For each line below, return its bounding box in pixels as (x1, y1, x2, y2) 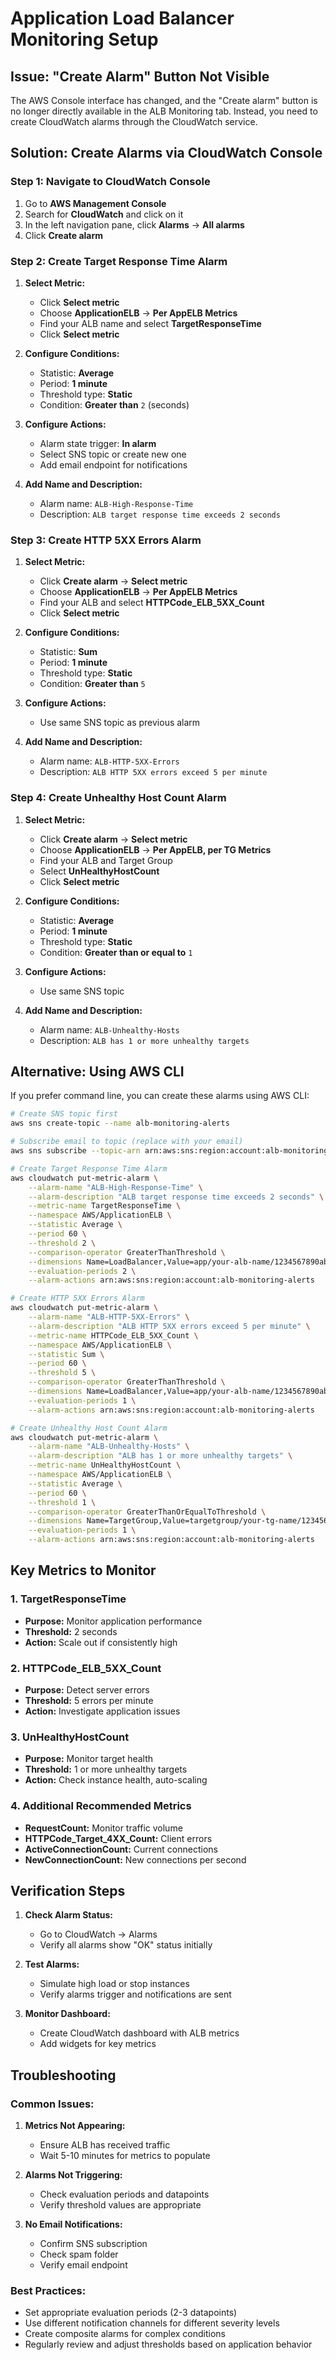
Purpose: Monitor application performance (24, 1615, 203, 1627)
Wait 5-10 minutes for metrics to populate (39, 2150, 211, 2162)
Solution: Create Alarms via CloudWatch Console (10, 145, 323, 162)
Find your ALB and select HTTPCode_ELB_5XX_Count (39, 597, 265, 609)
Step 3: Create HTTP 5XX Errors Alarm (10, 533, 202, 547)
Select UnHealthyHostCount (39, 865, 160, 877)
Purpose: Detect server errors (24, 1684, 150, 1696)
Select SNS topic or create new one (39, 448, 187, 460)
